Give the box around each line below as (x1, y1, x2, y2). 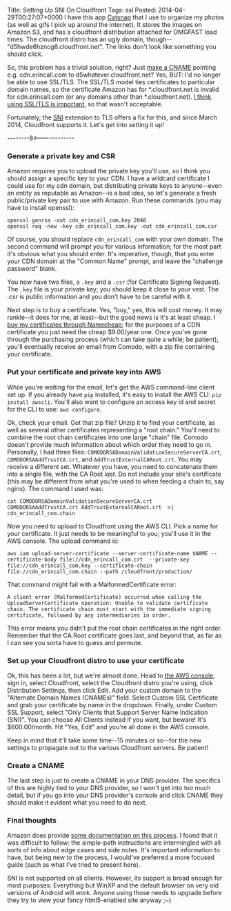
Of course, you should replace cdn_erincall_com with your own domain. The (7, 235, 223, 244)
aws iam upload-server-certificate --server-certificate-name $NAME (7, 550, 208, 557)
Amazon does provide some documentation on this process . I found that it (7, 832, 218, 840)
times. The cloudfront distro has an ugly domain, (7, 35, 145, 44)
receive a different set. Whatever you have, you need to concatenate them (7, 462, 219, 470)
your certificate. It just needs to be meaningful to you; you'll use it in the (7, 529, 212, 537)
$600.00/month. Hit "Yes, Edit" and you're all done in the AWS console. (7, 722, 210, 731)
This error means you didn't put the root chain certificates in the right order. (7, 624, 222, 632)
